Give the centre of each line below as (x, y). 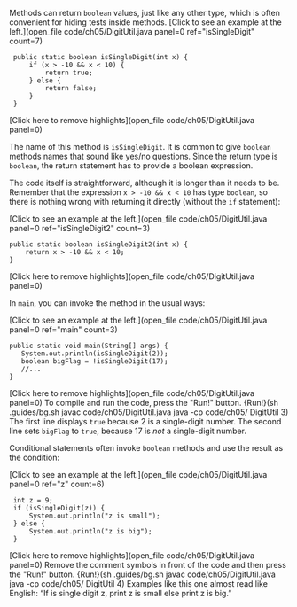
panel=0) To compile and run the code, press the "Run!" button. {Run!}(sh (144, 403)
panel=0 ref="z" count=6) (57, 484)
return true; (69, 73)
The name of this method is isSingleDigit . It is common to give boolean (141, 147)
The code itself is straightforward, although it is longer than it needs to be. (145, 183)
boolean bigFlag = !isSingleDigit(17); (94, 362)
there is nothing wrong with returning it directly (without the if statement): (145, 202)
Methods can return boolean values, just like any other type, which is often (145, 13)
